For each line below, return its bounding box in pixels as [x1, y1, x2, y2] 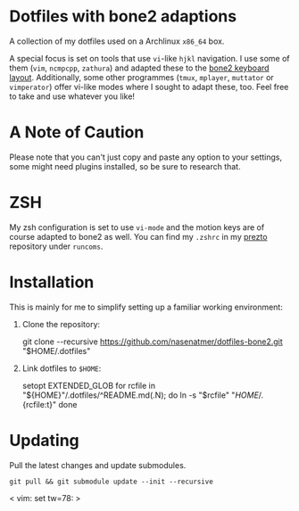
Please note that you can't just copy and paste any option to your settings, [9, 152, 283, 162]
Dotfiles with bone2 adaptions [9, 6, 237, 27]
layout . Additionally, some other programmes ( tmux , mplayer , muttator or [9, 71, 274, 82]
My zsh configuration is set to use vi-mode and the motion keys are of [9, 221, 265, 233]
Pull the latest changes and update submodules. [9, 459, 187, 470]
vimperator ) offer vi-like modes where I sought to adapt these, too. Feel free [9, 81, 289, 92]
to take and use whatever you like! [9, 91, 136, 102]
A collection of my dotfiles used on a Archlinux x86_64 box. [9, 36, 225, 46]
